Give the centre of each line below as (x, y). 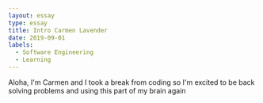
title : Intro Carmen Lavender (58, 30)
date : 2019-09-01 (37, 38)
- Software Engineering (54, 52)
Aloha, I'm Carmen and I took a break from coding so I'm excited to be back (131, 82)
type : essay (28, 23)
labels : (21, 45)
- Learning (33, 60)
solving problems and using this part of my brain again (97, 90)
